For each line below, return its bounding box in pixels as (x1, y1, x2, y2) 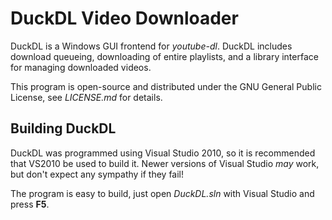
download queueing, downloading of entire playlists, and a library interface (10, 50, 319, 62)
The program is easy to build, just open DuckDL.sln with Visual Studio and (10, 187, 315, 199)
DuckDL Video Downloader (10, 7, 239, 30)
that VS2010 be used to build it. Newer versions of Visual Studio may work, (10, 157, 320, 169)
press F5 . (10, 198, 50, 210)
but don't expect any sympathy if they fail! (10, 168, 185, 180)
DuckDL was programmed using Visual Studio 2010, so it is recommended (10, 147, 316, 159)
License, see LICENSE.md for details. (10, 91, 163, 103)
